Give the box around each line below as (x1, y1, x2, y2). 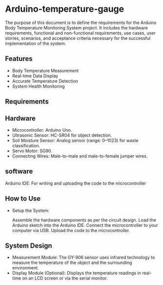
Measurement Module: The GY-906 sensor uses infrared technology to (12, 255, 155, 261)
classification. (12, 142, 41, 148)
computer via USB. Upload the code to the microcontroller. (12, 227, 130, 233)
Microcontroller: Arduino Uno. (12, 127, 72, 133)
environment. (12, 265, 39, 271)
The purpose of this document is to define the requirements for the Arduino (5, 20, 157, 25)
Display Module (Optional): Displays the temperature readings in (12, 270, 142, 276)
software (5, 167, 33, 176)
